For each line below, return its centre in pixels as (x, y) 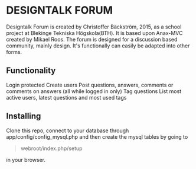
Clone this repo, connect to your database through (68, 130)
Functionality (31, 71)
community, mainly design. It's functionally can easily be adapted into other (98, 46)
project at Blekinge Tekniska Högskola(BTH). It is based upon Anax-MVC (94, 33)
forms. (14, 52)
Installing (24, 116)
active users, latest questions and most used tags (66, 97)
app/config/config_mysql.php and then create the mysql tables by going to (97, 136)
